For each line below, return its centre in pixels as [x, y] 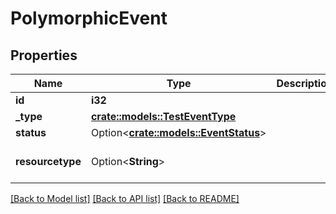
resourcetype [48, 161]
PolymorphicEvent [89, 18]
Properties [44, 55]
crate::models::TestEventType [163, 116]
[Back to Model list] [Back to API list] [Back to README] [125, 198]
